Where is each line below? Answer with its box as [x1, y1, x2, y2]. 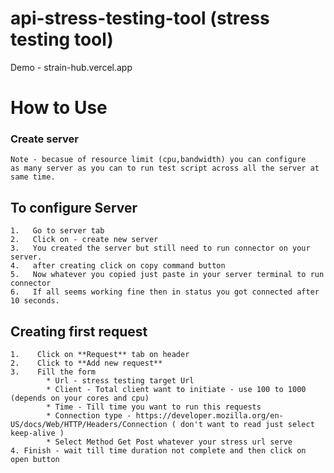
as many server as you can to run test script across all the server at [10, 163, 320, 174]
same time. [10, 172, 56, 182]
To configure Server [10, 199, 138, 216]
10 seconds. [10, 296, 60, 306]
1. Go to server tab [10, 226, 105, 236]
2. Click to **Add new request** [10, 358, 163, 369]
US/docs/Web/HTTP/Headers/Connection [10, 420, 168, 430]
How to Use [10, 97, 108, 119]
